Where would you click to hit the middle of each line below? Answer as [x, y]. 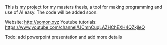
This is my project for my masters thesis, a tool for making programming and [83, 7]
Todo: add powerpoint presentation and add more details [64, 37]
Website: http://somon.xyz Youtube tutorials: [51, 22]
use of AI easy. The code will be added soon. [52, 12]
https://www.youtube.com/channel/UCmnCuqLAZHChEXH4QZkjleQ [75, 27]
